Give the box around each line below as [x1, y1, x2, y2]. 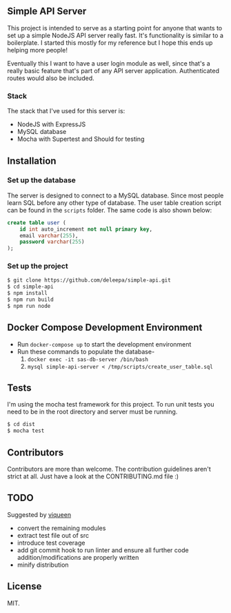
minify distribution [17, 561, 69, 569]
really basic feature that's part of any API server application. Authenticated [7, 66, 219, 75]
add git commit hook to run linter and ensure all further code [17, 545, 189, 554]
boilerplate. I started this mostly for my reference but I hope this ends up [7, 38, 213, 47]
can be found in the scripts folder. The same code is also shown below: [7, 206, 212, 214]
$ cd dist [7, 421, 36, 428]
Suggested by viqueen [7, 510, 71, 518]
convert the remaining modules [17, 524, 106, 532]
